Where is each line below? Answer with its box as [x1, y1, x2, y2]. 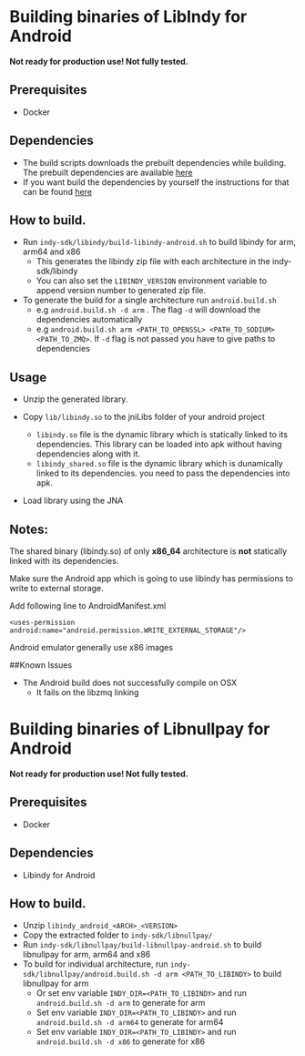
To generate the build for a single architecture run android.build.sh [22, 294, 277, 306]
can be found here [22, 186, 93, 197]
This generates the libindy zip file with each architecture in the [36, 256, 270, 267]
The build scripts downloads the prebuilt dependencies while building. [22, 157, 287, 168]
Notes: [9, 521, 48, 537]
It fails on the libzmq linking [36, 687, 139, 698]
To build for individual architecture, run [22, 959, 168, 969]
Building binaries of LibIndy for [9, 6, 248, 27]
